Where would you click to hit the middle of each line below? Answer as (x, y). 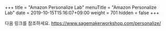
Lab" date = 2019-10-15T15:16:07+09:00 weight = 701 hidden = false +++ (82, 13)
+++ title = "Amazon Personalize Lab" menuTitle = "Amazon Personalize (81, 7)
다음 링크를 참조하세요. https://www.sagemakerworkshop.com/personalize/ (83, 23)
